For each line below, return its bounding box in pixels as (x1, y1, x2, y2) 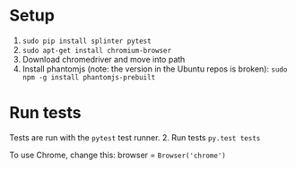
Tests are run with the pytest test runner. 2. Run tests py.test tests (9, 131, 261, 143)
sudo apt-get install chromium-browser (22, 46, 172, 55)
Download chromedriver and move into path (22, 54, 186, 64)
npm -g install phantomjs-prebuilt (22, 72, 156, 81)
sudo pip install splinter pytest (22, 37, 152, 46)
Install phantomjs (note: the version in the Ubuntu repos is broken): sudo (22, 63, 288, 74)
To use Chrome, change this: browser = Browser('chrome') (9, 149, 226, 160)
